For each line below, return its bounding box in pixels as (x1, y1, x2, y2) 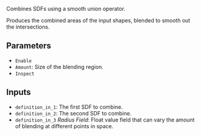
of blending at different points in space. (15, 122, 114, 129)
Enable (15, 57, 32, 64)
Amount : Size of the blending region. (15, 63, 104, 70)
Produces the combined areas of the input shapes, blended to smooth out (6, 17, 191, 24)
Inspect (15, 71, 35, 77)
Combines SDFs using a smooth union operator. (6, 5, 126, 12)
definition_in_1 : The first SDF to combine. (15, 103, 123, 111)
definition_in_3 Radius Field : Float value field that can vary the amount (15, 116, 195, 123)
